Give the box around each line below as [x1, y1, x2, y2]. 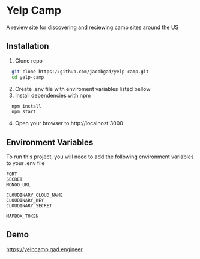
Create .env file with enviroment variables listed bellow [14, 85, 151, 92]
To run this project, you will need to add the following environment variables [6, 153, 194, 160]
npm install [11, 103, 42, 109]
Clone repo [14, 57, 43, 64]
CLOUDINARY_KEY [6, 198, 44, 204]
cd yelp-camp [11, 74, 44, 80]
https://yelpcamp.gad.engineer [6, 245, 83, 253]
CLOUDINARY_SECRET [6, 203, 52, 209]
